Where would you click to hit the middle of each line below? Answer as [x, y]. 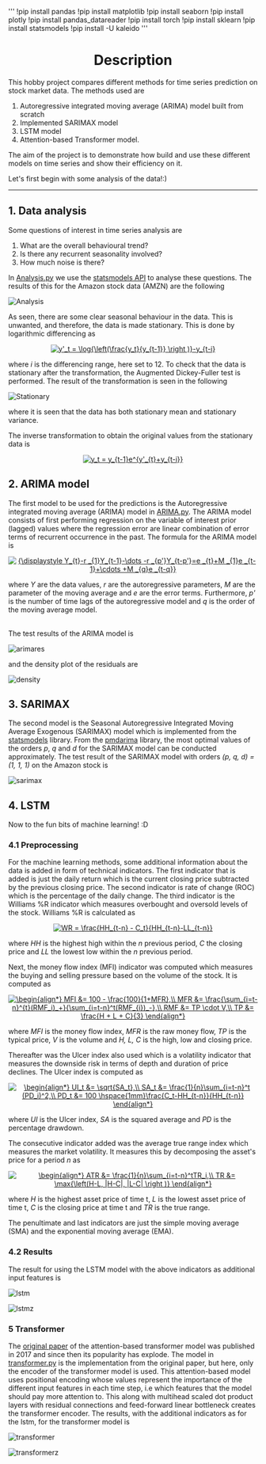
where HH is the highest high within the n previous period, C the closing [125, 943]
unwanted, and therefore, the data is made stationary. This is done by [122, 325]
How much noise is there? [62, 262]
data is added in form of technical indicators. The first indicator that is [122, 871]
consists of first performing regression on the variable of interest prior [122, 520]
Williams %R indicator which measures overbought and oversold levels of [128, 904]
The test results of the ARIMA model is [71, 633]
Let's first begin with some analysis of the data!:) [88, 178]
